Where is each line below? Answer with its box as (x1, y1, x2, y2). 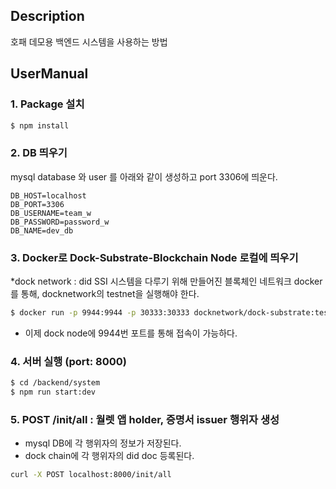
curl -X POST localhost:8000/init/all (10, 470, 172, 480)
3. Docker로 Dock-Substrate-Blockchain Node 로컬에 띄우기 (10, 250, 299, 264)
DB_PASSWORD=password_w (10, 217, 110, 227)
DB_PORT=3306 (10, 199, 65, 209)
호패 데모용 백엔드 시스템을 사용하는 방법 (10, 35, 168, 48)
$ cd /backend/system (10, 378, 101, 388)
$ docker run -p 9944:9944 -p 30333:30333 (10, 307, 190, 318)
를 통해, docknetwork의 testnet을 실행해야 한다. (10, 287, 200, 299)
